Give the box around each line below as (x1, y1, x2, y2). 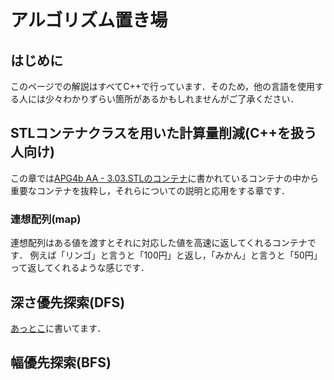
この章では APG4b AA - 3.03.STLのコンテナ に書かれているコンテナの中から (10, 172, 320, 184)
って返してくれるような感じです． (10, 262, 150, 274)
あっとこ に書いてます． (10, 322, 107, 334)
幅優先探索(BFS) (10, 354, 112, 371)
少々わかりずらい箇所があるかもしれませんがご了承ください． (44, 93, 300, 105)
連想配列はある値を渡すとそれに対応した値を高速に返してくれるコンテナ (10, 237, 308, 249)
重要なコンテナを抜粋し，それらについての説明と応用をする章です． (10, 184, 291, 196)
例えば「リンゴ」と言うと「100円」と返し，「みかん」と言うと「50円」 (29, 249, 323, 261)
